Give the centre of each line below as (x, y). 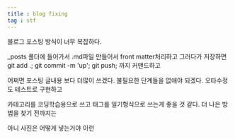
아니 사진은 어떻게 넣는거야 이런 (51, 128)
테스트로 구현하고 (38, 89)
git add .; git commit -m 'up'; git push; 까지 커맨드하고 (84, 65)
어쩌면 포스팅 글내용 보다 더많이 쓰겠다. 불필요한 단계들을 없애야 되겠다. (105, 80)
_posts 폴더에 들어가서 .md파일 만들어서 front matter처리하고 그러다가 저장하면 (117, 56)
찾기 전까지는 (38, 113)
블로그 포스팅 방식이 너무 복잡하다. (55, 41)
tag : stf (22, 20)
